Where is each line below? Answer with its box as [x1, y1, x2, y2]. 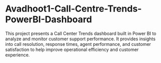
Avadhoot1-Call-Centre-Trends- [5, 3, 142, 15]
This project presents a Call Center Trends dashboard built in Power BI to [5, 30, 157, 36]
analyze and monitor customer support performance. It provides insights [5, 36, 156, 42]
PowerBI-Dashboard [5, 14, 92, 25]
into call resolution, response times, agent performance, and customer [5, 41, 151, 47]
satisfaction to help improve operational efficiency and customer [5, 46, 139, 52]
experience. [5, 51, 30, 58]
